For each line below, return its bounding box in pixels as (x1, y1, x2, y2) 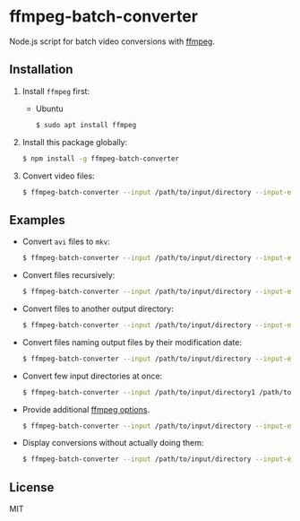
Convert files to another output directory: (21, 303, 175, 314)
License (9, 480, 55, 495)
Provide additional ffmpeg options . (21, 404, 150, 414)
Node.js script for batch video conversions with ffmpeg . (9, 36, 215, 47)
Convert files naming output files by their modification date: (21, 336, 242, 347)
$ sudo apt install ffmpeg (35, 120, 137, 129)
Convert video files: (21, 170, 96, 181)
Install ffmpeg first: (21, 85, 90, 96)
